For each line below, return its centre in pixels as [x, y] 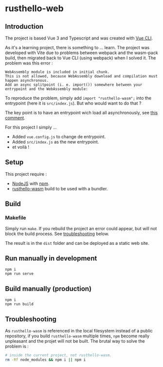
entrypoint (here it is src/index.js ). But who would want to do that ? [73, 103]
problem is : [17, 346]
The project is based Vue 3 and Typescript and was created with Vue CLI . [79, 38]
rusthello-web [35, 9]
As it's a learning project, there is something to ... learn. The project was [77, 47]
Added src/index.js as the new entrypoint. [55, 142]
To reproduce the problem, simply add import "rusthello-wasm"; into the [78, 98]
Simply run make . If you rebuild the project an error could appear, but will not [81, 228]
